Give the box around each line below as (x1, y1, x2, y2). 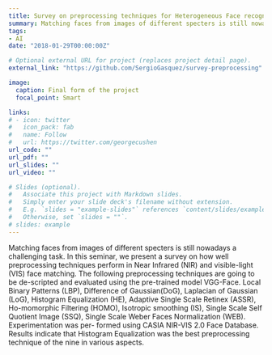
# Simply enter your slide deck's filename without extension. (8, 198, 233, 206)
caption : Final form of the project (15, 86, 139, 94)
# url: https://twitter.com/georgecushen (8, 138, 158, 146)
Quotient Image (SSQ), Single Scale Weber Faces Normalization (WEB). (8, 311, 246, 321)
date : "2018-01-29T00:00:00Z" (8, 42, 111, 50)
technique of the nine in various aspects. (8, 337, 144, 347)
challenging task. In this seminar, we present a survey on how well (8, 251, 229, 261)
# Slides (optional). (8, 183, 82, 191)
